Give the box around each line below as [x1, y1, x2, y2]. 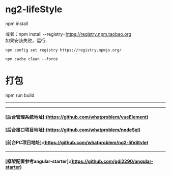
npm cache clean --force [5, 56, 58, 62]
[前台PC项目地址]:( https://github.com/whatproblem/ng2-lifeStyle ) [5, 139, 149, 145]
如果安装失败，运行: [5, 37, 47, 43]
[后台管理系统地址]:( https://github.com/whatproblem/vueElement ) [5, 114, 149, 120]
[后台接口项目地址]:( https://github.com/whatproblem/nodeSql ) [5, 127, 141, 133]
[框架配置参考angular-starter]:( [5, 158, 72, 164]
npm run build [5, 92, 35, 98]
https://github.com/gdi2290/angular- [71, 158, 154, 164]
